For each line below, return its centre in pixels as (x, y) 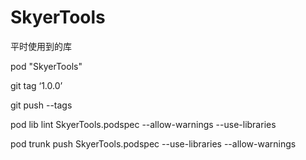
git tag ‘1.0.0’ (36, 85)
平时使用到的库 (41, 46)
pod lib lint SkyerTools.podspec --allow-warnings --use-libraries (143, 124)
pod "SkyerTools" (46, 66)
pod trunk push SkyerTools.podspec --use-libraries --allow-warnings (153, 143)
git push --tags (41, 105)
